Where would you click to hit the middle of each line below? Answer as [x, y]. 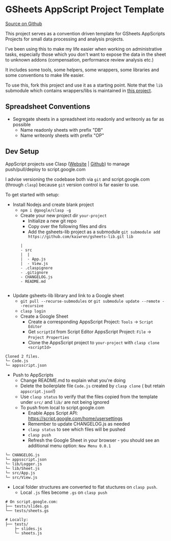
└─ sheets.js [28, 533]
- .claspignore [36, 268]
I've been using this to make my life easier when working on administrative [84, 49]
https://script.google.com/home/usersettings [75, 418]
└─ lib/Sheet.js [22, 468]
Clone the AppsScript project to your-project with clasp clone [94, 342]
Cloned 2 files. [22, 356]
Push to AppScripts [33, 374]
